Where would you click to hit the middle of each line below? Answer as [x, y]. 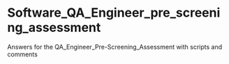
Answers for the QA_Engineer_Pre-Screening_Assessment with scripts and [115, 47]
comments [23, 54]
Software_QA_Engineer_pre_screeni [114, 13]
